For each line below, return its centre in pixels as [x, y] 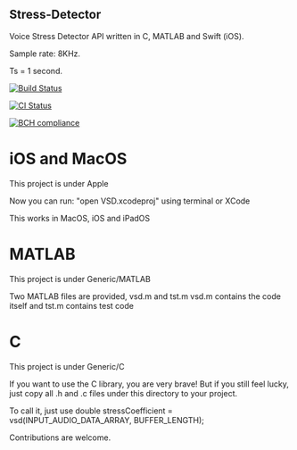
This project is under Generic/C [67, 366]
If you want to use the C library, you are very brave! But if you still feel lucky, [149, 384]
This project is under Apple [59, 183]
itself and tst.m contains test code [71, 305]
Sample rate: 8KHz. [45, 54]
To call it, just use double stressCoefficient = [91, 411]
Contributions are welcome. [60, 437]
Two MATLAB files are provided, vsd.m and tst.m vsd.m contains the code [145, 296]
